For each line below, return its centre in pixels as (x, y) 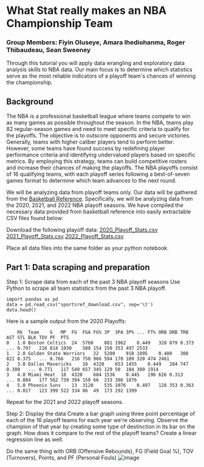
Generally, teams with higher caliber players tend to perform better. (90, 142)
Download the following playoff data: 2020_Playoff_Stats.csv (82, 230)
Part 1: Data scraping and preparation (78, 267)
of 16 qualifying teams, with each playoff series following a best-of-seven (98, 174)
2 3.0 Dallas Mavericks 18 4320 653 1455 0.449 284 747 (97, 365)
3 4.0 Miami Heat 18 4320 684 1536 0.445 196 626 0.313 (95, 375)
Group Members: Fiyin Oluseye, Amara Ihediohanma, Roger (96, 42)
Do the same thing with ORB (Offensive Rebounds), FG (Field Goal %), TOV (100, 451)
